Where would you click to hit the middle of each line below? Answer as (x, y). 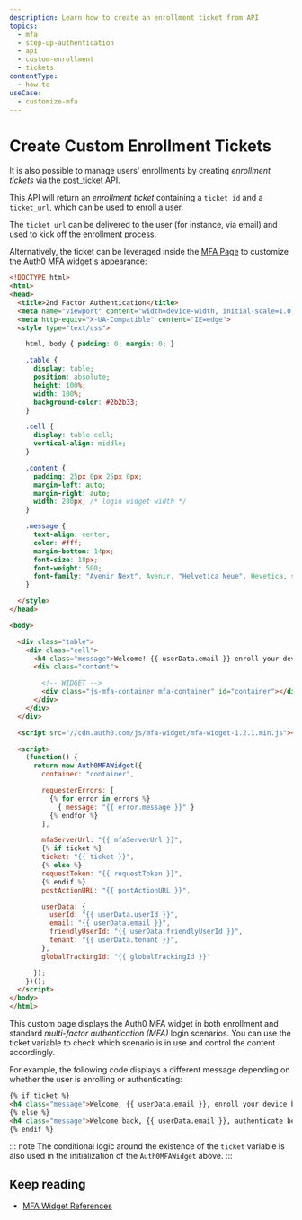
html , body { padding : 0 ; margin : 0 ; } (100, 344)
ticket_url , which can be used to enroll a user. (97, 207)
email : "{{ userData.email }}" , (110, 923)
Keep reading (48, 1184)
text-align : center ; (71, 535)
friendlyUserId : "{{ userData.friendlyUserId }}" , (146, 932)
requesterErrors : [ (78, 791)
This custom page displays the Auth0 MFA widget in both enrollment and (144, 1024)
